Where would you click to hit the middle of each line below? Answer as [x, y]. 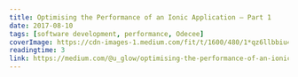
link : [19, 58]
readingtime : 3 [37, 50]
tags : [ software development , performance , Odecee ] [106, 34]
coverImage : [31, 42]
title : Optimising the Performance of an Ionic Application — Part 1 [141, 17]
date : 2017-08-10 [41, 26]
